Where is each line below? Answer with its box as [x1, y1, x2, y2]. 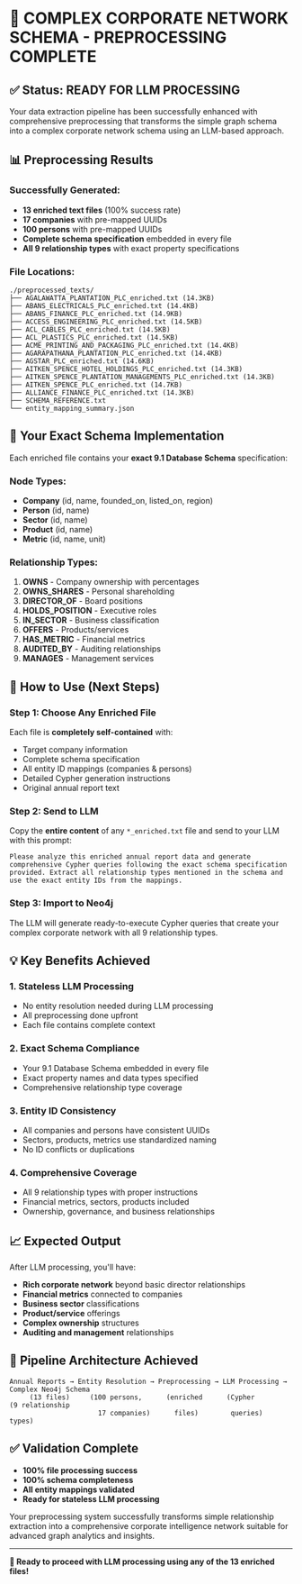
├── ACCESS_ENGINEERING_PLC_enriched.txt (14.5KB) [9, 317, 203, 326]
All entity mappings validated [22, 1484, 135, 1495]
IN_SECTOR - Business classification [22, 614, 160, 625]
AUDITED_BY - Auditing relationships [22, 643, 162, 654]
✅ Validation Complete [9, 1441, 139, 1456]
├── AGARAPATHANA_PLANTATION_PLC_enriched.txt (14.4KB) [9, 349, 223, 358]
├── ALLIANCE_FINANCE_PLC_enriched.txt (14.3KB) [9, 387, 195, 397]
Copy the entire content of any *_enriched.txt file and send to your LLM [9, 825, 280, 836]
